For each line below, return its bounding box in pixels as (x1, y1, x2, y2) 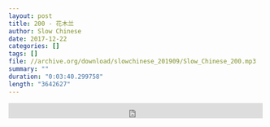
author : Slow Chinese (8, 27, 82, 35)
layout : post (8, 11, 53, 20)
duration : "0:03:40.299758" (8, 72, 104, 81)
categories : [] (8, 42, 60, 50)
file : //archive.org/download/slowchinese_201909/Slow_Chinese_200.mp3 (8, 58, 256, 66)
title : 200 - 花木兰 (8, 20, 75, 28)
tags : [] (8, 50, 38, 58)
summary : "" (8, 65, 49, 73)
